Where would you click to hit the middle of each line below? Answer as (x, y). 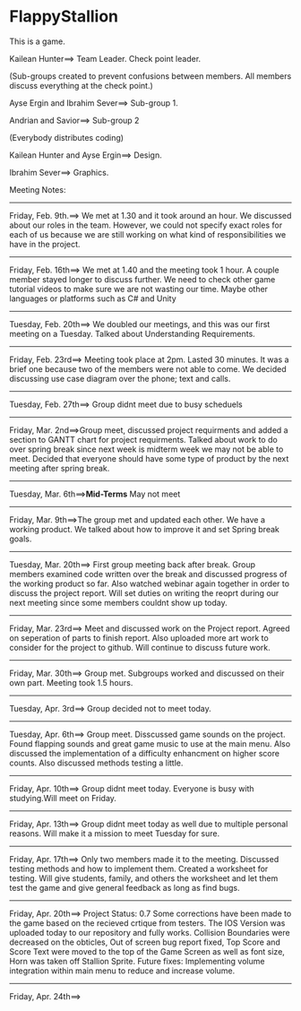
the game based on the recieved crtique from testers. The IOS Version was (147, 923)
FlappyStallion (64, 17)
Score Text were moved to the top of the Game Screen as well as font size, (147, 951)
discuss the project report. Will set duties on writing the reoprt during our (144, 592)
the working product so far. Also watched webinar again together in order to (149, 583)
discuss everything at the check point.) (82, 85)
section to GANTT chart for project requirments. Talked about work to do (143, 439)
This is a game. (37, 41)
